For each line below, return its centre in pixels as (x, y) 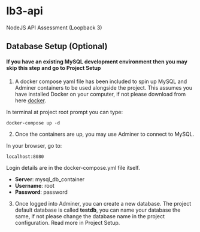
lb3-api (25, 11)
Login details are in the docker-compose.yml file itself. (73, 167)
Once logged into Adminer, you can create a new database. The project (103, 203)
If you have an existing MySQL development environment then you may (97, 62)
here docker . (31, 100)
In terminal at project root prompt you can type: (65, 112)
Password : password (41, 192)
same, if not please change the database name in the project (90, 216)
